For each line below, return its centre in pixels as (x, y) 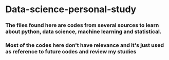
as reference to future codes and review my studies (71, 52)
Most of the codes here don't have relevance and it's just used (85, 45)
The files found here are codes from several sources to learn (82, 25)
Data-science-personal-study (71, 9)
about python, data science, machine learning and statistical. (83, 32)
